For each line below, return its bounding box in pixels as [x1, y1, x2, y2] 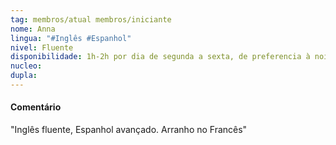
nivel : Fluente [10, 42, 74, 53]
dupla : [10, 71, 38, 81]
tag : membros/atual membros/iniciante [10, 14, 172, 25]
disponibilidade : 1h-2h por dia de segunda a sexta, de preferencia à [10, 52, 311, 62]
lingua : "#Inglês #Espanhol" [10, 33, 132, 43]
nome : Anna [10, 24, 56, 34]
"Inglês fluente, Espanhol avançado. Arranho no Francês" [10, 124, 248, 136]
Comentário [10, 101, 62, 113]
